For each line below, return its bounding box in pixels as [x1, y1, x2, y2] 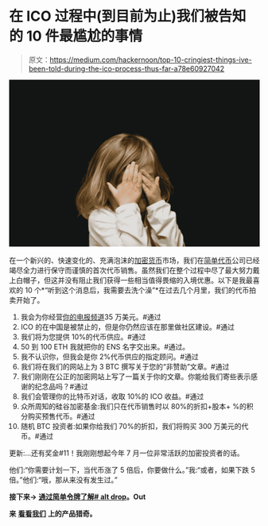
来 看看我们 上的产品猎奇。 [9, 509, 97, 518]
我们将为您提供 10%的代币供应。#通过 [20, 331, 146, 342]
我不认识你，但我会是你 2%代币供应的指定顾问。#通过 [20, 351, 199, 362]
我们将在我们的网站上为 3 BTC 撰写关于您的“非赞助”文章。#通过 [20, 362, 230, 371]
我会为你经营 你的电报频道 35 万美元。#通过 [20, 311, 161, 322]
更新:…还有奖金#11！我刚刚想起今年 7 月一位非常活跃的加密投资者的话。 [9, 448, 245, 458]
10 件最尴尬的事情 [25, 27, 143, 45]
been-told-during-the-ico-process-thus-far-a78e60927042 [28, 64, 225, 73]
